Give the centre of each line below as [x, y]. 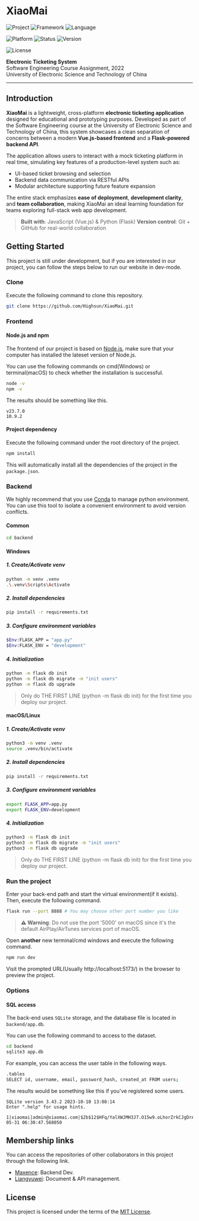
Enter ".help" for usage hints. [46, 1107]
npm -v [14, 389]
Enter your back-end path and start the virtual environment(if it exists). [92, 894]
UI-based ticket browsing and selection [63, 173]
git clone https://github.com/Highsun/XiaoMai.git [70, 306]
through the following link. [38, 1161]
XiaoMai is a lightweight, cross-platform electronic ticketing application [95, 113]
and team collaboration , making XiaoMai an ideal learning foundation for [95, 204]
